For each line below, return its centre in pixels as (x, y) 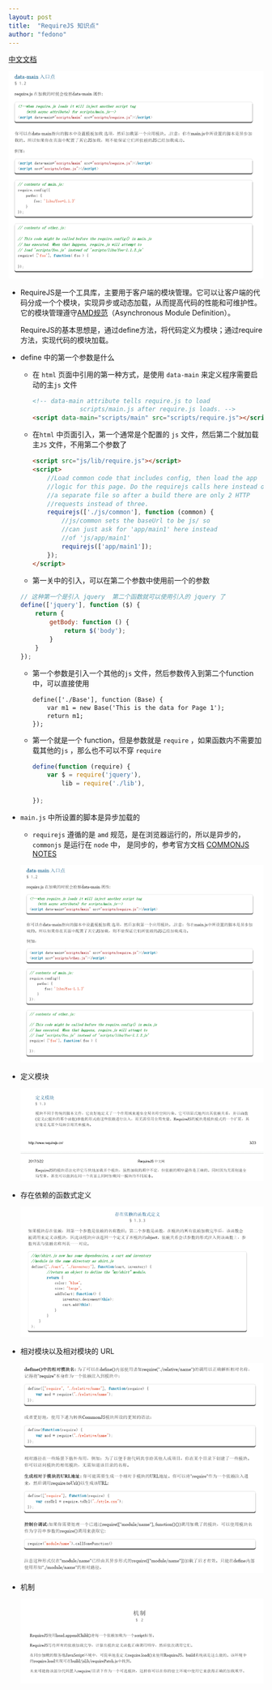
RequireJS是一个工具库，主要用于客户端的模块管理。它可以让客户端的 (136, 292)
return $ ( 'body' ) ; (95, 631)
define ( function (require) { (81, 767)
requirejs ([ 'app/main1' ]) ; (106, 546)
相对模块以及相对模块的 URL (67, 1351)
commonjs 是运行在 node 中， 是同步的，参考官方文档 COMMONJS (140, 845)
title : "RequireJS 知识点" (54, 26)
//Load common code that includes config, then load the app (152, 478)
